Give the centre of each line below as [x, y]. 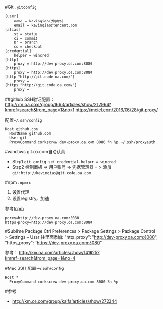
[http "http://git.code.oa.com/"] [40, 77]
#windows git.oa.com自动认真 [35, 152]
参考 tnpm [15, 209]
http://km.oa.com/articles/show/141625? [59, 253]
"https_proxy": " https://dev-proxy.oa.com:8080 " [54, 243]
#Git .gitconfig [21, 7]
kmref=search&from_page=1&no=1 [40, 110]
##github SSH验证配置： [30, 99]
